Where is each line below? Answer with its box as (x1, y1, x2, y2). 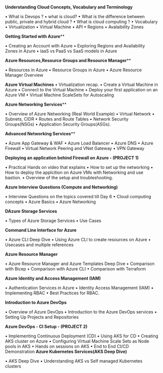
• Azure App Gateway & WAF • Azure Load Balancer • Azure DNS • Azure (5, 140, 153, 146)
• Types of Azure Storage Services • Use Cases (5, 218, 101, 224)
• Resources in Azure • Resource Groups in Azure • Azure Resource (5, 67, 142, 73)
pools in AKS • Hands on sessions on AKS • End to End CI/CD (5, 344, 129, 349)
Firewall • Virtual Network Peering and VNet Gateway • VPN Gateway (5, 145, 145, 151)
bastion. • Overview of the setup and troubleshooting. (5, 175, 113, 180)
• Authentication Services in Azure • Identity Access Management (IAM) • (5, 285, 154, 290)
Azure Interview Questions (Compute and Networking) (5, 184, 118, 190)
